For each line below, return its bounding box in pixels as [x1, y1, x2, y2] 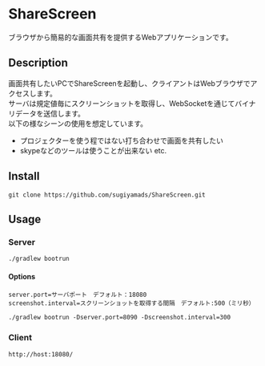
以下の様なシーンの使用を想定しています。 [8, 118, 148, 128]
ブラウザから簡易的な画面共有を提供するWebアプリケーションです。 [8, 32, 234, 42]
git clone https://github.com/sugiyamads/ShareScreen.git [8, 190, 206, 199]
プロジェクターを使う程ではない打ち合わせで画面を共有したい [19, 136, 224, 145]
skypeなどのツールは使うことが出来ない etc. [19, 145, 167, 155]
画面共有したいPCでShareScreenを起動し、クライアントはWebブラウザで [8, 78, 251, 88]
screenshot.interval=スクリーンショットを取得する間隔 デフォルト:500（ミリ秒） [8, 299, 255, 307]
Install [8, 169, 40, 183]
